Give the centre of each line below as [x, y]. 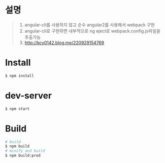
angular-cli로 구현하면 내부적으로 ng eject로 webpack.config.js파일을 [92, 31]
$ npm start [17, 109]
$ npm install [20, 76]
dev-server [29, 96]
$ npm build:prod [23, 156]
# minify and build [25, 151]
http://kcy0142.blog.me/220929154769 [64, 42]
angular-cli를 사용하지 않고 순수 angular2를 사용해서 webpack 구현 [90, 25]
